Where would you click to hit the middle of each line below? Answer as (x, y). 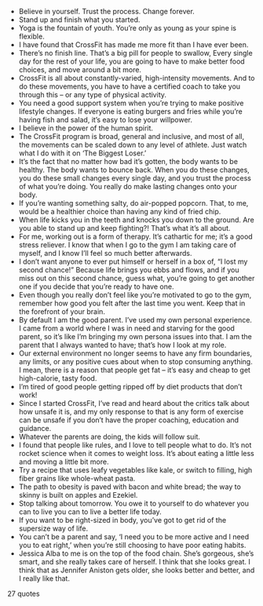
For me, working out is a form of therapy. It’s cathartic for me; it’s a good (135, 236)
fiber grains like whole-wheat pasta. (77, 478)
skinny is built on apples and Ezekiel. (78, 495)
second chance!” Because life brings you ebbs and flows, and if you (129, 270)
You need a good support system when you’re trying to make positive (131, 103)
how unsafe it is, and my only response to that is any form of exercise (131, 412)
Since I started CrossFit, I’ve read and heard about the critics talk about (134, 403)
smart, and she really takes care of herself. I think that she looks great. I (134, 562)
